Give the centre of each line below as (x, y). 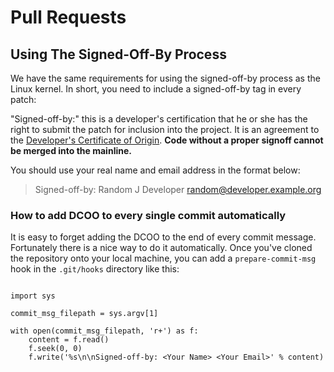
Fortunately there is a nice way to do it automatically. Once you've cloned (161, 248)
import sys (33, 296)
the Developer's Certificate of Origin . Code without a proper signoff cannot (167, 140)
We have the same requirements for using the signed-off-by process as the (165, 78)
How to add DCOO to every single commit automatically (148, 215)
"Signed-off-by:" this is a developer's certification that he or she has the (159, 119)
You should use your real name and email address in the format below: (155, 170)
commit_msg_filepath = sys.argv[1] (84, 314)
